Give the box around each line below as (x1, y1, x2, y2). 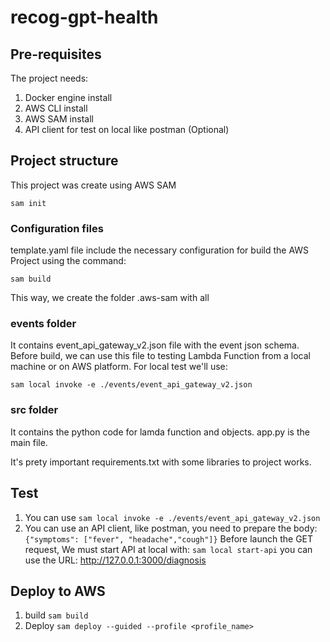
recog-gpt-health (10, 6, 159, 29)
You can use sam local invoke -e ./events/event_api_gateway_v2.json (24, 511, 321, 523)
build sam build (24, 609, 89, 621)
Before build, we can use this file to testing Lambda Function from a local (10, 350, 311, 362)
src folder (10, 403, 59, 417)
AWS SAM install (24, 113, 94, 125)
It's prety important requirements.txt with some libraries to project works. (10, 456, 312, 468)
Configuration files (10, 221, 104, 235)
